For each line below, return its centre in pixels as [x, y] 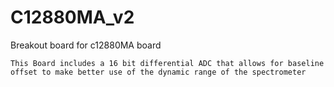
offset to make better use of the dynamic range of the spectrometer [158, 72]
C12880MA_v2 [72, 17]
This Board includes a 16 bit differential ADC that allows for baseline [167, 63]
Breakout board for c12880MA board [86, 45]
